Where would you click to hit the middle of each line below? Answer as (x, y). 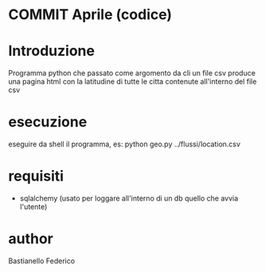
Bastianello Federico (42, 261)
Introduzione (52, 51)
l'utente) (33, 207)
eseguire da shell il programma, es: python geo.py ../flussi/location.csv (125, 144)
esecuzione (48, 122)
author (31, 239)
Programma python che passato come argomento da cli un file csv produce (132, 73)
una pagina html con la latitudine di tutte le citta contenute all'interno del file (132, 82)
